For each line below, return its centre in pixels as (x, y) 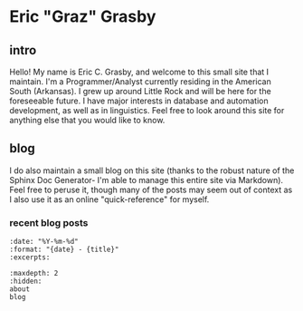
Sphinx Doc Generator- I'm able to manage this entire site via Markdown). (146, 180)
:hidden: (26, 282)
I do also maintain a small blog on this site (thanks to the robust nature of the (152, 170)
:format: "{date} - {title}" (64, 250)
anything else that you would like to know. (87, 120)
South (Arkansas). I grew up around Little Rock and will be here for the (140, 91)
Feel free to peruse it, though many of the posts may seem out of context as (151, 190)
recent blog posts (49, 222)
